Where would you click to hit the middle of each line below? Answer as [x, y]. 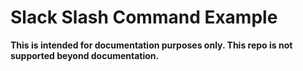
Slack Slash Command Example [144, 17]
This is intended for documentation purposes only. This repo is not [151, 45]
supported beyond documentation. [85, 55]
